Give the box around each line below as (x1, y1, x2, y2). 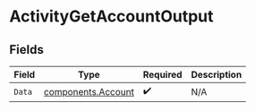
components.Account (43, 85, 134, 98)
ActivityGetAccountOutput (9, 6, 214, 27)
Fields (9, 42, 45, 57)
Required (142, 69, 183, 81)
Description (191, 69, 242, 81)
